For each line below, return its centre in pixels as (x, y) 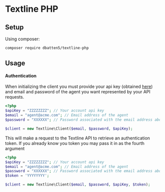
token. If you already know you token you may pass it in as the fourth (75, 143)
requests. (15, 97)
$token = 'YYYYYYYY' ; (27, 176)
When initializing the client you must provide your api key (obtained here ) (79, 86)
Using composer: (23, 39)
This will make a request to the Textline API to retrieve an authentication (78, 138)
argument (15, 148)
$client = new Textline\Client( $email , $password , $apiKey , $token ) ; (78, 185)
